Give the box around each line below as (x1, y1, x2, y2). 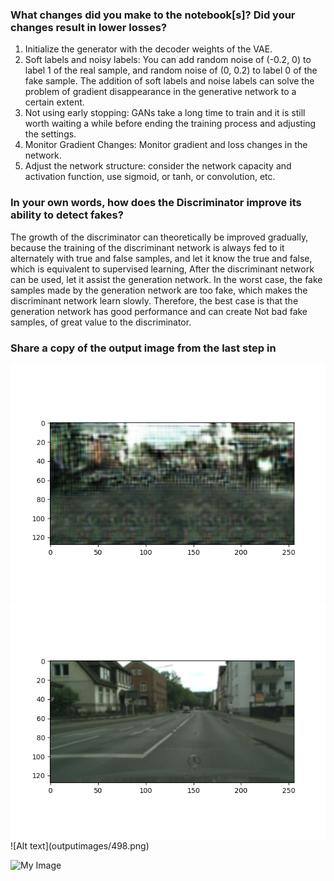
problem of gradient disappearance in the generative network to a (24, 86, 297, 98)
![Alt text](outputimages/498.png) (10, 839, 150, 852)
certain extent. (24, 96, 85, 108)
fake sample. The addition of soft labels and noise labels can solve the (24, 75, 315, 87)
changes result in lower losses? (10, 20, 168, 34)
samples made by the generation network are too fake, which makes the (10, 284, 308, 296)
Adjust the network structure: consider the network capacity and (24, 160, 292, 172)
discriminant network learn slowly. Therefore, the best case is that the (10, 294, 299, 307)
